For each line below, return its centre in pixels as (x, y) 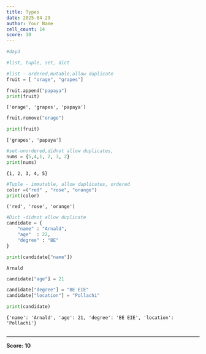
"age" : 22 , (34, 234)
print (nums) (21, 162)
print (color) (23, 196)
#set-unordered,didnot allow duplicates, (60, 151)
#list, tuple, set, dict (38, 63)
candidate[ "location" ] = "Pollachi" (53, 296)
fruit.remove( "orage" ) (35, 118)
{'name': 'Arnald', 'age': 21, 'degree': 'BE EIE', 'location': (90, 318)
